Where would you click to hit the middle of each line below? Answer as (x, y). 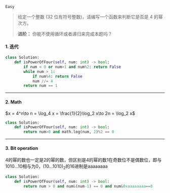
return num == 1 (40, 86)
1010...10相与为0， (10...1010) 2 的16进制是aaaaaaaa (56, 167)
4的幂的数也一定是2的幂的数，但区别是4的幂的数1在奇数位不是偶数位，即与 (83, 160)
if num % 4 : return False (57, 76)
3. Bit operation (22, 148)
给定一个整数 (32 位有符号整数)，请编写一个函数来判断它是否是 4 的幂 (90, 17)
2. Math (13, 102)
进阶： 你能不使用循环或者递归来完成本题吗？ (65, 34)
